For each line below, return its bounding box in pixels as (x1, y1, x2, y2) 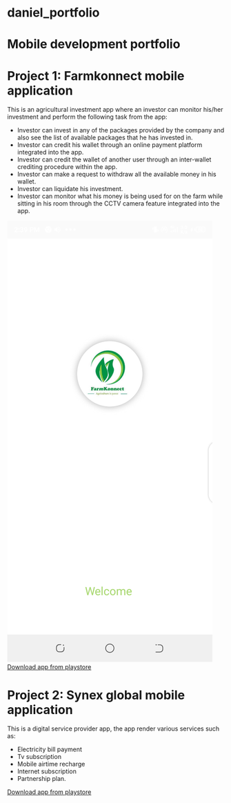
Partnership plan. (17, 775, 67, 783)
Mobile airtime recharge (17, 760, 86, 769)
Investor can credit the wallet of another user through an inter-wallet (17, 155, 212, 163)
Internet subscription (17, 767, 77, 775)
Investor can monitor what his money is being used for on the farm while (17, 192, 223, 201)
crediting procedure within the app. (17, 163, 118, 171)
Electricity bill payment (17, 745, 83, 753)
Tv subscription (17, 753, 62, 761)
